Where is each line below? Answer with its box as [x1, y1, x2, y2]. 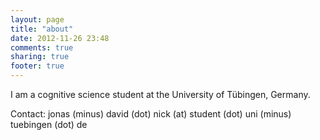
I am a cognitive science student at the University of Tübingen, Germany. [10, 89, 311, 100]
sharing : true [10, 52, 70, 62]
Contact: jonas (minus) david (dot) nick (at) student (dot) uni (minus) [10, 108, 292, 120]
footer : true [10, 61, 65, 71]
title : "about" [10, 24, 74, 34]
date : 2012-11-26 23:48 [10, 33, 110, 43]
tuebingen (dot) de [10, 119, 88, 130]
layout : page [10, 14, 65, 25]
